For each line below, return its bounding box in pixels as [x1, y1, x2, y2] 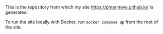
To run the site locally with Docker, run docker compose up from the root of [5, 19, 158, 25]
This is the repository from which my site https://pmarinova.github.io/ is [5, 4, 153, 10]
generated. [5, 9, 28, 15]
